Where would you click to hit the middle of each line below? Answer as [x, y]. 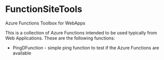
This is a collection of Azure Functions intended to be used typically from [81, 32]
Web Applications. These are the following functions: [60, 38]
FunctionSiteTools [44, 9]
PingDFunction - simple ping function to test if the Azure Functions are [86, 47]
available [22, 53]
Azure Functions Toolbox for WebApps [45, 23]
